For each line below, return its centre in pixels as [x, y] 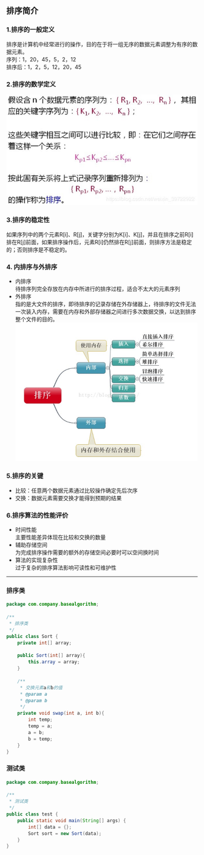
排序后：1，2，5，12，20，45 [44, 67]
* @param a [33, 694]
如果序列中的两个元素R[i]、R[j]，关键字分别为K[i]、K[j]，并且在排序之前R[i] [100, 234]
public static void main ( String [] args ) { [72, 820]
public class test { [32, 814]
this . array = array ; [54, 662]
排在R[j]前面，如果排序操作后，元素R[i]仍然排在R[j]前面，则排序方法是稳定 [99, 242]
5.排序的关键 [25, 476]
